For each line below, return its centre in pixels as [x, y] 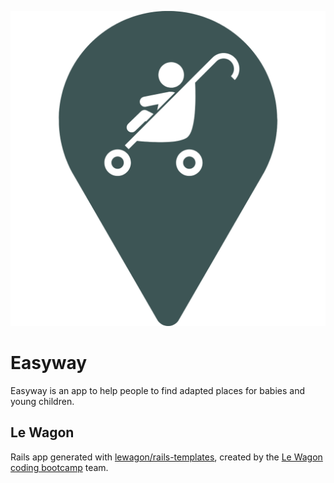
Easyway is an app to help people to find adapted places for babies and [158, 390]
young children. [42, 401]
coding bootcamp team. [59, 467]
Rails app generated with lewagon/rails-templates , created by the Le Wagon [166, 457]
